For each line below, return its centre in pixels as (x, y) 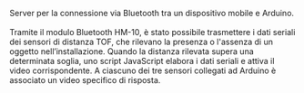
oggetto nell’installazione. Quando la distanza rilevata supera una (132, 51)
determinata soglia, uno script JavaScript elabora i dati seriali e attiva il (142, 61)
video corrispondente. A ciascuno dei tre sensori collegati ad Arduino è (143, 70)
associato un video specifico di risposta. (85, 80)
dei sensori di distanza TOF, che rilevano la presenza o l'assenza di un (141, 42)
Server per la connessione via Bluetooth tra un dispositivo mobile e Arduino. (152, 13)
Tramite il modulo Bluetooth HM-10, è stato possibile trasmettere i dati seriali (152, 32)
